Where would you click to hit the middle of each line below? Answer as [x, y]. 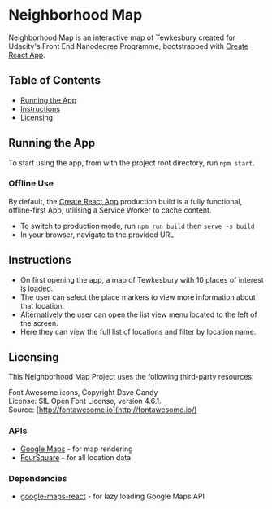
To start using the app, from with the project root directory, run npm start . [132, 162]
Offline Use [31, 183]
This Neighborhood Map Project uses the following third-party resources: [131, 377]
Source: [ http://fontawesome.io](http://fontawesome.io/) [103, 410]
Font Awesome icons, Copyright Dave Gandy [83, 393]
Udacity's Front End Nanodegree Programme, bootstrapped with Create [129, 46]
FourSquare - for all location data [76, 457]
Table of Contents [55, 80]
